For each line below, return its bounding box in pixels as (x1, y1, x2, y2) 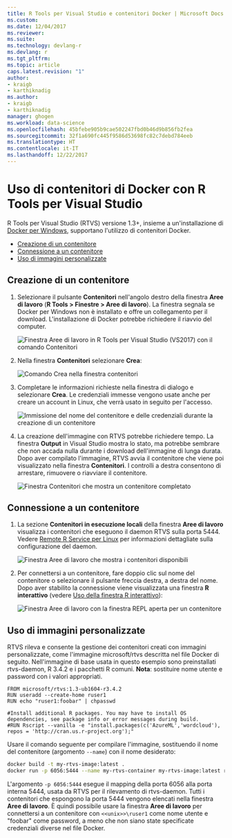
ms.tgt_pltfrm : (7, 55, 51, 62)
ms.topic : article (7, 62, 60, 68)
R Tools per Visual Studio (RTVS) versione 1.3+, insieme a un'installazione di (7, 218, 224, 227)
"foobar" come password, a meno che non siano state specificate (7, 817, 195, 825)
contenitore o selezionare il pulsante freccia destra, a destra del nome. (17, 577, 218, 585)
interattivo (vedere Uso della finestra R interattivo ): (17, 591, 163, 599)
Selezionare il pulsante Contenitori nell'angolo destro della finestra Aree (17, 292, 224, 301)
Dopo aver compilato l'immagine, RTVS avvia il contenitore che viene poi (17, 454, 224, 462)
